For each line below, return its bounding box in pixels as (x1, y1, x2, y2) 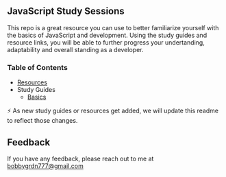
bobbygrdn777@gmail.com (7, 161, 84, 170)
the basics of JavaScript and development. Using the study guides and (7, 31, 208, 39)
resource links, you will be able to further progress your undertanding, (7, 38, 205, 47)
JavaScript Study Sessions (7, 5, 125, 17)
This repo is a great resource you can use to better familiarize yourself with (7, 23, 219, 32)
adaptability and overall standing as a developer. (7, 45, 144, 54)
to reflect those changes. (7, 117, 78, 125)
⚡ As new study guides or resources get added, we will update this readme (7, 106, 219, 115)
